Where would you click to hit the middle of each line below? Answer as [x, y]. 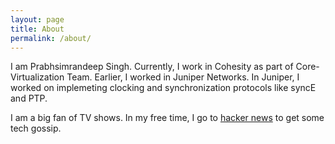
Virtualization [37, 77]
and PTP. [29, 98]
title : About [37, 29]
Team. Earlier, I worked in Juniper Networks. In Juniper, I [183, 77]
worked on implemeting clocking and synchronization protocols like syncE [163, 88]
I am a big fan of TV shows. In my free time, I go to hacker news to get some [167, 118]
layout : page [37, 19]
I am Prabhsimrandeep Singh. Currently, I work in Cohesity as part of [152, 67]
